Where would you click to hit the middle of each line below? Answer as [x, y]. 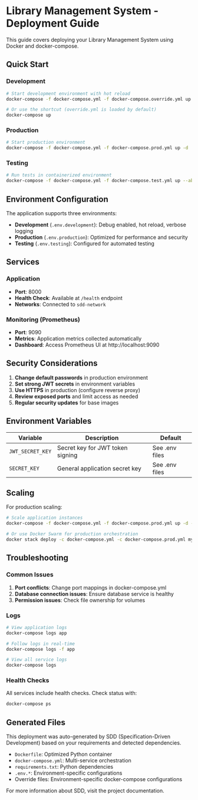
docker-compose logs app [37, 633]
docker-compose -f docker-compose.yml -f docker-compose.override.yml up [99, 99]
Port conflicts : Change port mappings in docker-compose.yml [90, 587]
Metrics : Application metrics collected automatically [78, 339]
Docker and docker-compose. [42, 46]
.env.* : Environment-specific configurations [68, 773]
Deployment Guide [53, 23]
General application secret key [99, 468]
